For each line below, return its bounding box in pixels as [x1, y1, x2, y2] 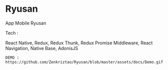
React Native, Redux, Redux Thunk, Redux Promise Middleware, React [5, 39, 153, 46]
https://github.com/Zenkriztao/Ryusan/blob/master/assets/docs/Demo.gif [5, 59, 163, 64]
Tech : [5, 30, 19, 36]
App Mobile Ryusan [5, 20, 46, 26]
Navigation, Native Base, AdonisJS [5, 45, 78, 51]
